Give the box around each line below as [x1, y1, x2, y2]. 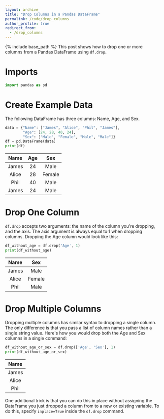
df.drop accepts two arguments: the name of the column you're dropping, [5, 223, 155, 229]
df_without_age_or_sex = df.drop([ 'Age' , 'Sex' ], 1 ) [5, 344, 116, 350]
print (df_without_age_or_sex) [5, 349, 67, 354]
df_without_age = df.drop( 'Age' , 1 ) [5, 243, 80, 249]
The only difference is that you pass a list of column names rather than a [5, 325, 152, 331]
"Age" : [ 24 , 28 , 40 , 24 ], [23, 129, 76, 135]
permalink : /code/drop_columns [5, 16, 69, 21]
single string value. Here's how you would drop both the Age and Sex [5, 330, 146, 336]
